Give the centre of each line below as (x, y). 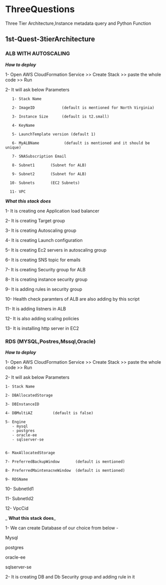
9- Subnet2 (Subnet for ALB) (49, 174)
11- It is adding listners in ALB (36, 309)
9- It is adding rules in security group (44, 289)
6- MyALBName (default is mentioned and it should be (81, 143)
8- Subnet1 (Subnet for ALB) (49, 165)
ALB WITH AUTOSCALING (38, 54)
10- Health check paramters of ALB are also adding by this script (72, 299)
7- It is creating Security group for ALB (45, 269)
